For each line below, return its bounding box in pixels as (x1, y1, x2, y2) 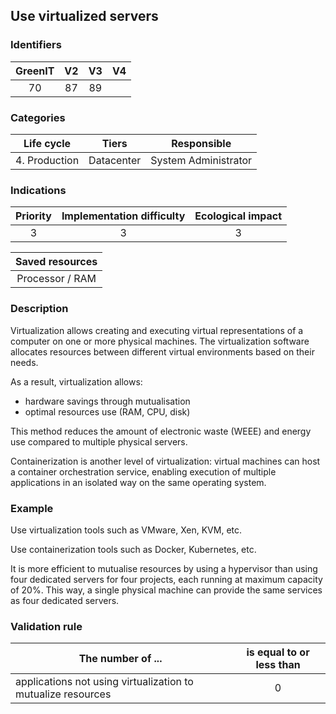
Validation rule (10, 619, 83, 633)
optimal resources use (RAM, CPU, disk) (24, 405, 191, 418)
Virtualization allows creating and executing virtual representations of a (10, 324, 304, 336)
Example (10, 501, 54, 515)
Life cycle (23, 136, 72, 150)
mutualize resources (15, 687, 112, 701)
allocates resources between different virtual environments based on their (10, 345, 315, 358)
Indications (10, 183, 67, 197)
